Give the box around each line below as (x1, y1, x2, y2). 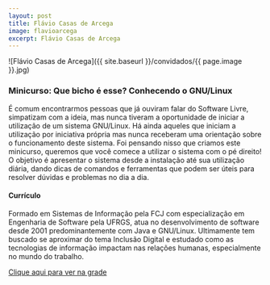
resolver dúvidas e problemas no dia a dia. (8, 172, 149, 182)
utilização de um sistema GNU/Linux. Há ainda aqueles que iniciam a (8, 120, 236, 130)
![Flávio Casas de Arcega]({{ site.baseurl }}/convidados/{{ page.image (8, 57, 243, 66)
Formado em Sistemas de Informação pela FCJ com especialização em (8, 208, 245, 218)
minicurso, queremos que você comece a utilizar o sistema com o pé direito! (8, 146, 262, 156)
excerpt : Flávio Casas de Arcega (8, 34, 121, 43)
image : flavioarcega (8, 27, 78, 35)
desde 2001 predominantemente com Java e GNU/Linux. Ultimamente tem (8, 225, 255, 235)
